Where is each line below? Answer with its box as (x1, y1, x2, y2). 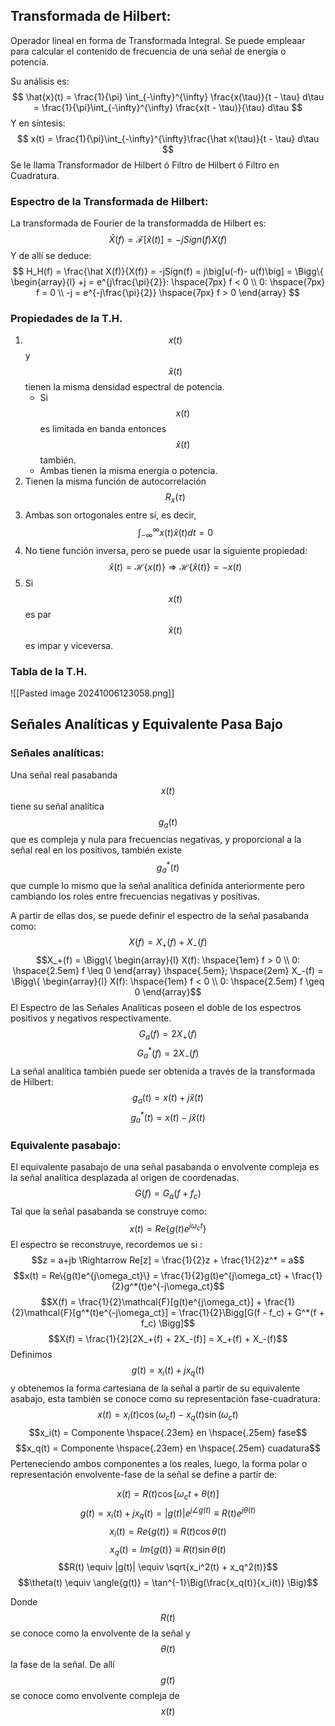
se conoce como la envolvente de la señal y (10, 1627, 191, 1639)
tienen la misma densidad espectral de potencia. (24, 381, 225, 393)
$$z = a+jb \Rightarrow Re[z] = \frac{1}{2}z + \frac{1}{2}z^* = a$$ (31, 1254, 305, 1266)
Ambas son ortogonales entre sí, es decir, (24, 509, 197, 521)
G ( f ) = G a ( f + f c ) (134, 1187, 202, 1202)
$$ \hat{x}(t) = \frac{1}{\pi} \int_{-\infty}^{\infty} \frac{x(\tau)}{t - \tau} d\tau (11, 90, 325, 103)
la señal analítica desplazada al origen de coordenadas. (10, 1172, 240, 1184)
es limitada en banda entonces (39, 423, 167, 435)
